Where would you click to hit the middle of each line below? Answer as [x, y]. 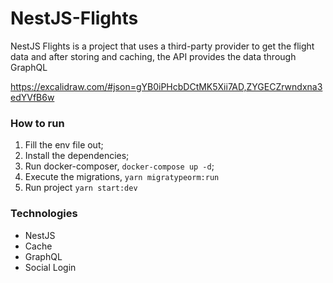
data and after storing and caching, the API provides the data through [153, 56]
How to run [37, 123]
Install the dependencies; [77, 156]
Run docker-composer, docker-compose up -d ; [119, 166]
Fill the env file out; [64, 145]
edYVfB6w [32, 97]
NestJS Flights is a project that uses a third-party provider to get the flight [162, 46]
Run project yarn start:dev [81, 188]
